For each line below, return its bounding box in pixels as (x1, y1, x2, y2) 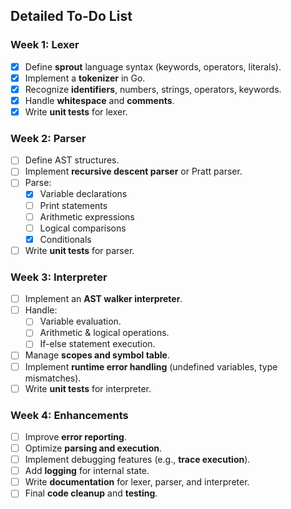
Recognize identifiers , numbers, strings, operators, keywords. (24, 83, 282, 95)
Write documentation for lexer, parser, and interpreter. (24, 476, 250, 488)
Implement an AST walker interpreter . (24, 293, 183, 305)
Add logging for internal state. (24, 465, 150, 477)
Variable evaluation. (39, 315, 122, 328)
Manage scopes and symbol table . (24, 349, 170, 361)
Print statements (39, 199, 108, 211)
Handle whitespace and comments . (24, 94, 175, 106)
